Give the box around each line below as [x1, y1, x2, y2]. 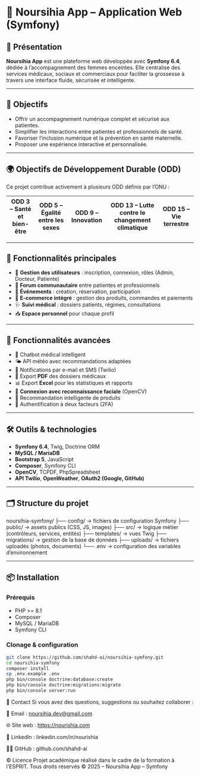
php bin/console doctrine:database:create [6, 676, 113, 682]
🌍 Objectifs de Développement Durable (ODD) [6, 164, 182, 175]
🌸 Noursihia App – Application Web [6, 5, 183, 19]
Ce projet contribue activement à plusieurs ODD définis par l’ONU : [6, 183, 170, 190]
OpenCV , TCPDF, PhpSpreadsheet [14, 468, 101, 476]
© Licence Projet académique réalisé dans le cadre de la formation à [6, 756, 174, 763]
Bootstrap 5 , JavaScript [14, 456, 74, 463]
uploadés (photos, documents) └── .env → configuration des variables [6, 542, 181, 549]
